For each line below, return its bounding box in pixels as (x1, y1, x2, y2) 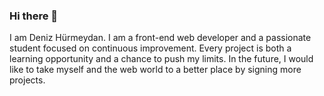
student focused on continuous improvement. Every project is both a (9, 42, 292, 54)
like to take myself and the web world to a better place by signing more (9, 64, 302, 76)
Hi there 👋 (9, 9, 59, 23)
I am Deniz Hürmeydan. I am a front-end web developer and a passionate (9, 32, 312, 44)
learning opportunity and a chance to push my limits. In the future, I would (9, 53, 314, 65)
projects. (9, 74, 46, 86)
